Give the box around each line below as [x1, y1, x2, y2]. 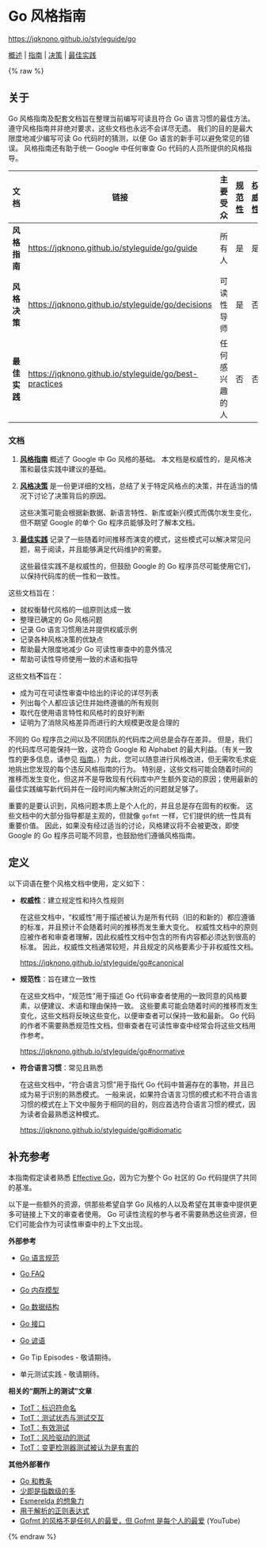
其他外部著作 [8, 1459, 50, 1469]
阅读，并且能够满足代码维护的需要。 [47, 544, 166, 555]
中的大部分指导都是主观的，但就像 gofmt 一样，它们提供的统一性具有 [28, 811, 252, 821]
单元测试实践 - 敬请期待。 [19, 1369, 104, 1378]
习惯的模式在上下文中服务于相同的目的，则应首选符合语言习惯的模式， [19, 1099, 249, 1109]
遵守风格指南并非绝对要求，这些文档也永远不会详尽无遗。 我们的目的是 [8, 124, 239, 133]
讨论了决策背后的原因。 [33, 491, 111, 501]
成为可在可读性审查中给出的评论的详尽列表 [19, 688, 159, 698]
